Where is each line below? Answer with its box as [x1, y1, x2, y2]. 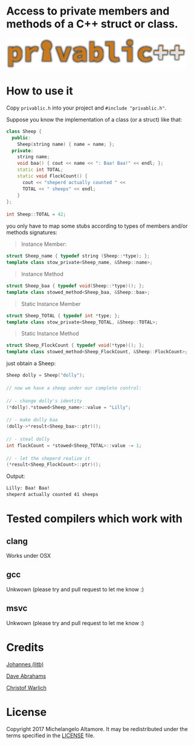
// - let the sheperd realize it [6, 455, 91, 462]
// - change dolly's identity [6, 398, 83, 404]
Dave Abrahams [6, 672, 47, 680]
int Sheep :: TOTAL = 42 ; [6, 211, 66, 217]
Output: [6, 472, 25, 480]
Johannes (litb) [6, 660, 44, 667]
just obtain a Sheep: [6, 360, 56, 367]
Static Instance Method [21, 330, 80, 337]
